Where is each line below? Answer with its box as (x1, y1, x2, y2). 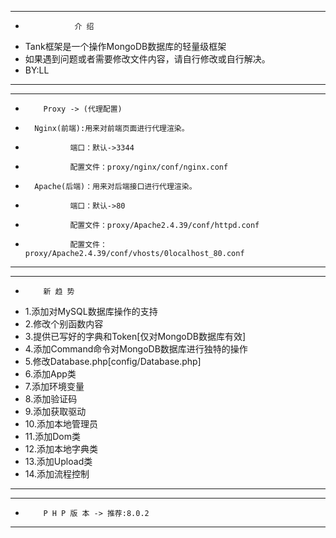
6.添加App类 (24, 368, 77, 380)
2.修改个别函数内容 (24, 318, 104, 330)
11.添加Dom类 (24, 431, 81, 442)
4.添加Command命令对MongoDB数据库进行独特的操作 (24, 343, 248, 355)
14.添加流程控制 (24, 468, 90, 480)
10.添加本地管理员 (24, 418, 99, 430)
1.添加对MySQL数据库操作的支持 (24, 306, 158, 317)
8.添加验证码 (24, 393, 78, 405)
